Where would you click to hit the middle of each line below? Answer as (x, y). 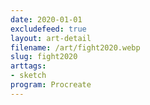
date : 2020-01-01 (46, 19)
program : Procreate (51, 85)
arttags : (28, 66)
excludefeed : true (48, 29)
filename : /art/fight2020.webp (75, 47)
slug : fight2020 (44, 57)
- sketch (28, 76)
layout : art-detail (51, 38)
